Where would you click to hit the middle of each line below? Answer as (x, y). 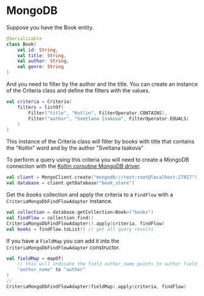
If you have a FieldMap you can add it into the (63, 241)
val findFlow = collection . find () (50, 218)
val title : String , (42, 55)
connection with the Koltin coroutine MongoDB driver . (74, 166)
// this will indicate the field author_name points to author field (107, 264)
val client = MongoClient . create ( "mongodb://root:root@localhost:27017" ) (102, 177)
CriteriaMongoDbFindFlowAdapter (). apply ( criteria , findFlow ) (86, 223)
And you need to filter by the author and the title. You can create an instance (102, 84)
